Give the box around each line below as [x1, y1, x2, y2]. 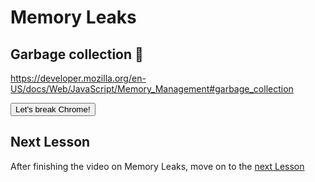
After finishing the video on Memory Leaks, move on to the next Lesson [10, 160, 305, 172]
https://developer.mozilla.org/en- [10, 72, 147, 84]
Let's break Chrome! [15, 104, 91, 115]
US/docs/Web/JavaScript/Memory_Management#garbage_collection [10, 83, 294, 95]
